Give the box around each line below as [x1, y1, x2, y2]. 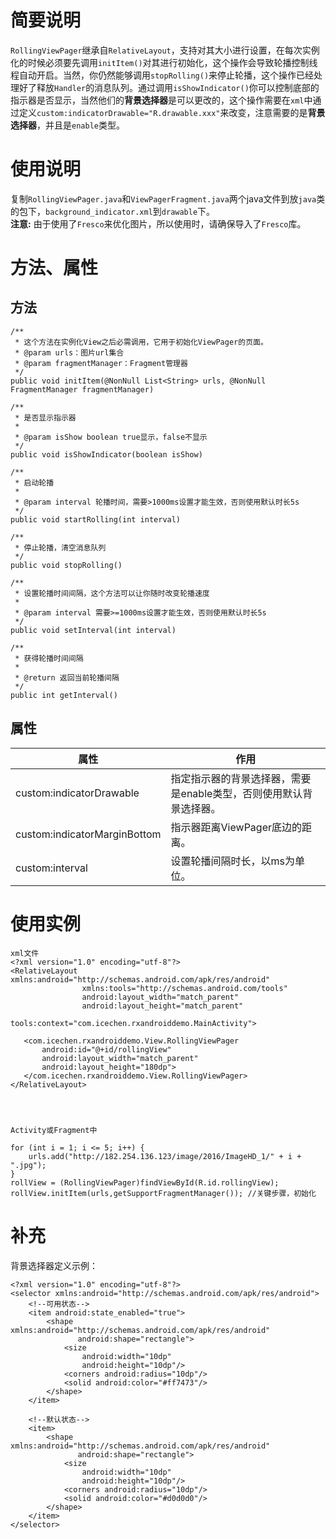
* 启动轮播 [14, 477, 55, 488]
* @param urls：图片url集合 [14, 347, 125, 358]
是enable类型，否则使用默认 [170, 786, 303, 800]
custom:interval [15, 861, 88, 875]
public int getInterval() [10, 690, 118, 700]
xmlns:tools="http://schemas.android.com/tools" [81, 983, 288, 993]
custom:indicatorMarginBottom [15, 827, 162, 841]
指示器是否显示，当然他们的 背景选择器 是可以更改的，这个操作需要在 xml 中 [10, 94, 313, 106]
